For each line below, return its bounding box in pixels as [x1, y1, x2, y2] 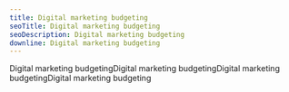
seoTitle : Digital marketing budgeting [9, 22, 161, 31]
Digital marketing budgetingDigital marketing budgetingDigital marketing [9, 63, 280, 74]
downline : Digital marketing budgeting [9, 38, 161, 48]
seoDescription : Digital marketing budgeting [9, 30, 184, 39]
